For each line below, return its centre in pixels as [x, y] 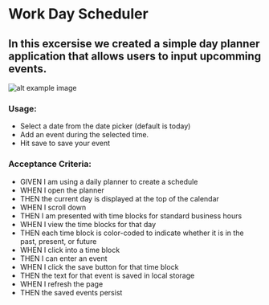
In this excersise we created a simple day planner [134, 44]
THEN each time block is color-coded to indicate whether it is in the [132, 233]
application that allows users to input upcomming [135, 56]
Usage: [23, 108]
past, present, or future [58, 241]
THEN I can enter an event [63, 258]
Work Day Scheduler [78, 14]
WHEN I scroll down [53, 207]
